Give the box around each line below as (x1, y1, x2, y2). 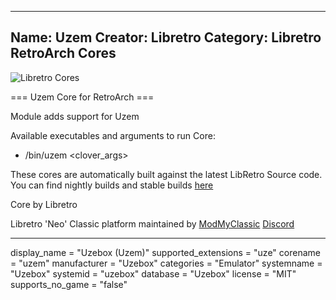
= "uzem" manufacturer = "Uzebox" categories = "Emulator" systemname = (10, 257, 323, 269)
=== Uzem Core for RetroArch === (10, 91, 155, 103)
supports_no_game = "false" (10, 278, 128, 290)
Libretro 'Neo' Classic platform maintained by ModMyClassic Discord (10, 217, 295, 230)
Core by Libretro (10, 198, 78, 210)
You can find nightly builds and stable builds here (10, 179, 214, 191)
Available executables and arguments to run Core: (10, 129, 216, 141)
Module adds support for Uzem (10, 110, 140, 122)
